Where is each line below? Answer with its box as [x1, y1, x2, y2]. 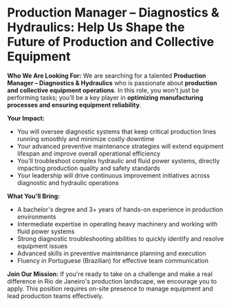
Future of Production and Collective [7, 34, 214, 50]
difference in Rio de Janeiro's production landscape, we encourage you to [7, 277, 217, 285]
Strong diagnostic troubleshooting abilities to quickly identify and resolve [16, 234, 224, 242]
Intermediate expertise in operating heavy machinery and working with [16, 220, 218, 228]
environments [16, 212, 56, 221]
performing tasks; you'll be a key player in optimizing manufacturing [7, 93, 203, 101]
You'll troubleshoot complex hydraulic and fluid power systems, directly [16, 156, 220, 165]
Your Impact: [7, 114, 45, 122]
